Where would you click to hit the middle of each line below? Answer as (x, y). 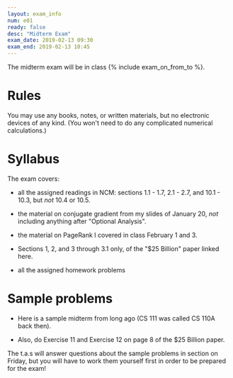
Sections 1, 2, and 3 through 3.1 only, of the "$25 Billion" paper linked (118, 248)
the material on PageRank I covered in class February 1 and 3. (107, 235)
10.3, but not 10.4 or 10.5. (54, 200)
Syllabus (34, 159)
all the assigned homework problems (72, 269)
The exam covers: (34, 179)
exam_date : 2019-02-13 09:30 (50, 40)
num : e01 (20, 21)
